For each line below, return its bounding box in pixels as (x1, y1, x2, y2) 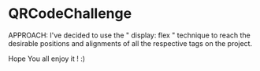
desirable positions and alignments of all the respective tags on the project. (8, 38, 253, 48)
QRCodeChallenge (8, 5, 132, 23)
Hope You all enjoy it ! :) (8, 54, 85, 63)
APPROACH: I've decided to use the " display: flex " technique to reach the (8, 30, 251, 40)
